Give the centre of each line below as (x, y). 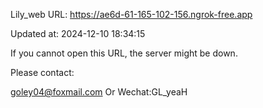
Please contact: (42, 72)
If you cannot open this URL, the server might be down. (124, 53)
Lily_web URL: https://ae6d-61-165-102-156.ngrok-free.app (131, 14)
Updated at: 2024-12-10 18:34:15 (78, 33)
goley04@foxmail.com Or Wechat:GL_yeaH (99, 92)
